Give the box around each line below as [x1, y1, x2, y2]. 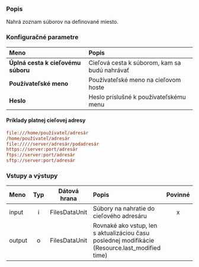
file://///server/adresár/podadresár [6, 141, 99, 147]
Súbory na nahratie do [92, 205, 155, 213]
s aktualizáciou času [92, 229, 150, 237]
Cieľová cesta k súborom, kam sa [88, 58, 181, 67]
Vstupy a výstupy [6, 171, 58, 180]
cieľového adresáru [92, 212, 147, 220]
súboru [9, 66, 30, 74]
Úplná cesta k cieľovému [9, 58, 81, 67]
